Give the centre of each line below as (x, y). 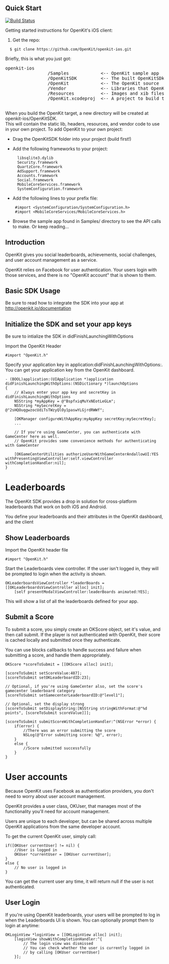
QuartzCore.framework (40, 167)
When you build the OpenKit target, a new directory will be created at (77, 113)
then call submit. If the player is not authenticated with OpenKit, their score (83, 634)
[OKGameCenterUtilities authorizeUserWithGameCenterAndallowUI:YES (86, 454)
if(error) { (27, 726)
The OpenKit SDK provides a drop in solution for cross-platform (71, 502)
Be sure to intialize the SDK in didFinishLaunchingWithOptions (69, 336)
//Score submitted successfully (57, 748)
